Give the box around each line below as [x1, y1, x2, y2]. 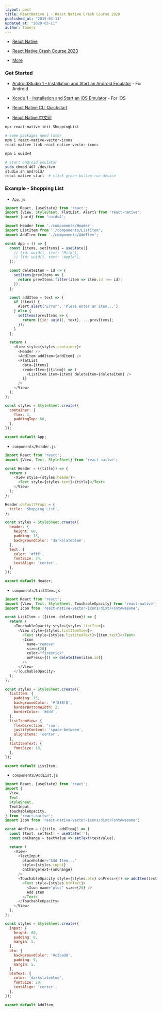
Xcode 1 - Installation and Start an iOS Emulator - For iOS [12, 95, 126, 101]
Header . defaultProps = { [5, 502, 55, 507]
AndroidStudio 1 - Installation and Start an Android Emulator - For [12, 81, 142, 87]
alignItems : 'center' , [14, 732, 60, 737]
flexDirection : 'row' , [14, 723, 60, 728]
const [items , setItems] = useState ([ [9, 245, 88, 251]
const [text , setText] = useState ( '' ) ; [9, 831, 90, 836]
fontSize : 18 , [14, 746, 42, 750]
